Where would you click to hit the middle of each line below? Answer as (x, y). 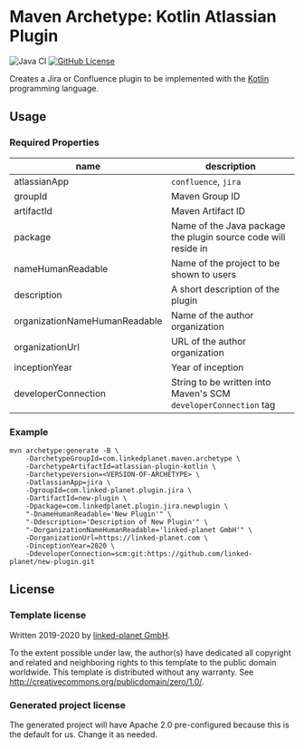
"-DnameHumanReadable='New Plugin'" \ (99, 514)
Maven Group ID (205, 196)
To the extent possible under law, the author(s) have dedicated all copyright (150, 652)
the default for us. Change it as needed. (84, 734)
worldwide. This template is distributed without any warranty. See (132, 672)
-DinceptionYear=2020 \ (71, 546)
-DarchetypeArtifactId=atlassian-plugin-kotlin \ (121, 466)
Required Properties (54, 142)
